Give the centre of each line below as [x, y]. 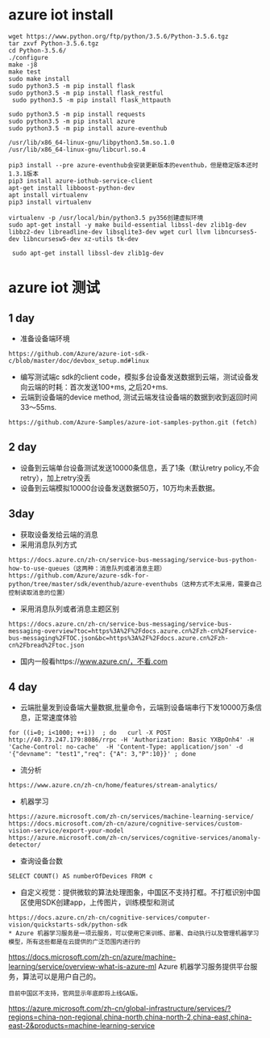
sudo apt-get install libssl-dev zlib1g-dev [87, 253]
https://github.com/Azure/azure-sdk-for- [79, 576]
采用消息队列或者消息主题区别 [69, 609]
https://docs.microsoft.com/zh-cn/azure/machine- [92, 957]
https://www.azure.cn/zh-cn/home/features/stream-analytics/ [113, 786]
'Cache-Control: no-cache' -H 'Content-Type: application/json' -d [126, 747]
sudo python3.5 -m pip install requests [77, 114]
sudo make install [39, 78]
